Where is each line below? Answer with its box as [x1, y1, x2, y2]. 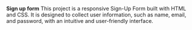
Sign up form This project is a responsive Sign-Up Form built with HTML [6, 5, 187, 12]
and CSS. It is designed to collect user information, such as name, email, [6, 11, 187, 18]
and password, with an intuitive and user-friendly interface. [6, 18, 154, 24]
